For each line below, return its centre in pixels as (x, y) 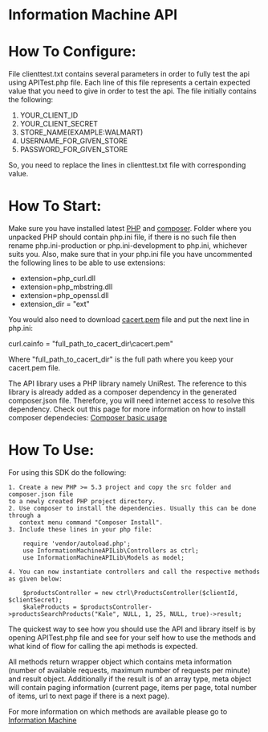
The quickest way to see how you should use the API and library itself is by (132, 629)
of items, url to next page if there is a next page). (89, 696)
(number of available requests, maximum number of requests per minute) (130, 670)
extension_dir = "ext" (55, 304)
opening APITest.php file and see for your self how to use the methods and (132, 637)
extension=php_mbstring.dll (66, 287)
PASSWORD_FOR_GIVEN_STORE (74, 150)
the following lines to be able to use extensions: (87, 263)
